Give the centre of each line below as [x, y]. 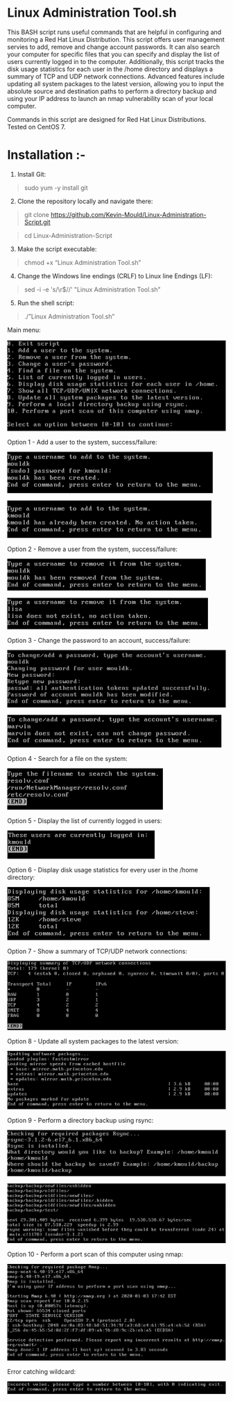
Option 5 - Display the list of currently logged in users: [85, 821]
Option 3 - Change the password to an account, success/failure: [99, 640]
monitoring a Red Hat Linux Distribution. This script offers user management [116, 39]
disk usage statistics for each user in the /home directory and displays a [110, 69]
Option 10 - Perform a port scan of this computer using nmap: [95, 1254]
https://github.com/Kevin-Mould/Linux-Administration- [129, 214]
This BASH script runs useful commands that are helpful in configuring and [114, 32]
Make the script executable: [57, 249]
